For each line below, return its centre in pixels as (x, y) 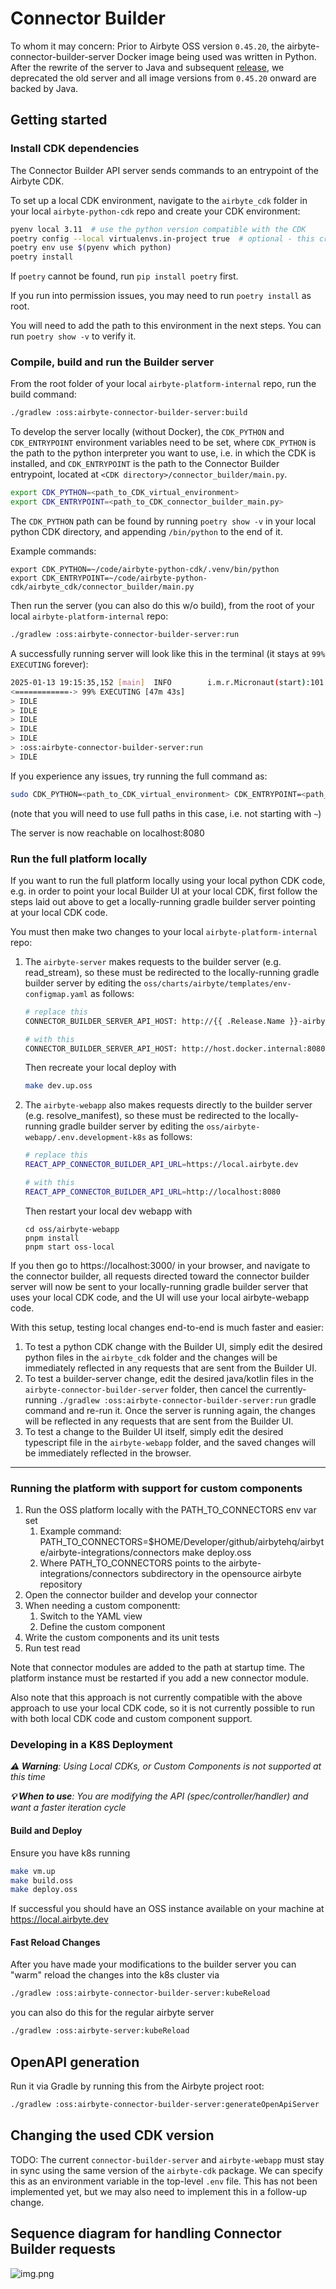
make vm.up (33, 1871)
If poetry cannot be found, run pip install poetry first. (124, 276)
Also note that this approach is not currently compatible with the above (156, 1698)
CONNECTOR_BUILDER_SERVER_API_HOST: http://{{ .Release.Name (155, 1021)
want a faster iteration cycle (68, 1808)
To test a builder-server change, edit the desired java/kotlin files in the (169, 1378)
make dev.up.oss (58, 1086)
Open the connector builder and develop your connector (141, 1595)
